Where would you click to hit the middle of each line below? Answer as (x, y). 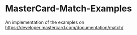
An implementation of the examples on (45, 22)
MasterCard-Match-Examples (68, 9)
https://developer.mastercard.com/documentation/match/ (64, 27)
